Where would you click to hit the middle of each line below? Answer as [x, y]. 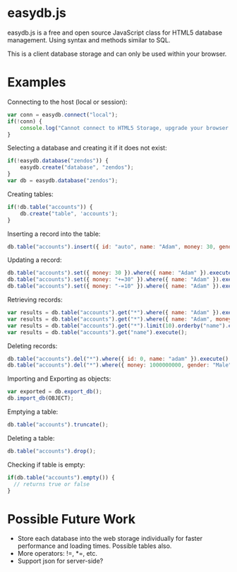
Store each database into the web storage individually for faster [110, 539]
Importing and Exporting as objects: [59, 379]
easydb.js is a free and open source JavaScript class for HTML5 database [115, 32]
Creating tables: [31, 194]
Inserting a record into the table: [54, 234]
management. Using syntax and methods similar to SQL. [89, 40]
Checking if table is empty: [47, 465]
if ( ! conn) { [25, 121]
